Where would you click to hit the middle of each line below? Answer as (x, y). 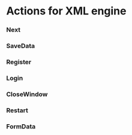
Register (19, 62)
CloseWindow (27, 94)
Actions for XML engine (66, 11)
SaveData (21, 46)
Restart (17, 110)
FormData (21, 126)
